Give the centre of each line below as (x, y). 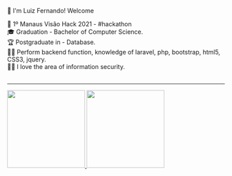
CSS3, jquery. (27, 59)
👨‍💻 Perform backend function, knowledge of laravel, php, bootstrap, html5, (114, 52)
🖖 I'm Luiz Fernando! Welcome (51, 11)
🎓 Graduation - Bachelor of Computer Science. (75, 32)
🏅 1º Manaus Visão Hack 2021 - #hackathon (70, 24)
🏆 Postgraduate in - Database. (51, 42)
